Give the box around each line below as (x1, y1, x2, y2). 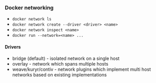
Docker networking (5, 4, 54, 11)
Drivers (5, 44, 21, 50)
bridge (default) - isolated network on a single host (12, 55, 120, 61)
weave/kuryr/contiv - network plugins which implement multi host (12, 66, 151, 72)
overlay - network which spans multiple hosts (12, 60, 108, 67)
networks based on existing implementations (12, 71, 107, 78)
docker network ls (12, 17, 52, 22)
